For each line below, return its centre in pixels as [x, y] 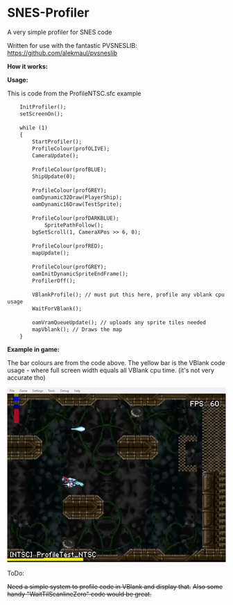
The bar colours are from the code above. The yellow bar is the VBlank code [116, 362]
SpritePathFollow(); [74, 225]
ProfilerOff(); [54, 281]
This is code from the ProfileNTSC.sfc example [74, 93]
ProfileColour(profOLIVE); [71, 148]
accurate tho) [27, 378]
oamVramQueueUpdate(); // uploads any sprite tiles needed [119, 322]
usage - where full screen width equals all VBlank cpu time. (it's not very [111, 370]
